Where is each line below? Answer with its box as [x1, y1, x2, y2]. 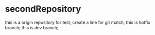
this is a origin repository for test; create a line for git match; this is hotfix [5, 19, 151, 25]
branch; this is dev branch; [5, 24, 59, 30]
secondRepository [5, 3, 81, 15]
